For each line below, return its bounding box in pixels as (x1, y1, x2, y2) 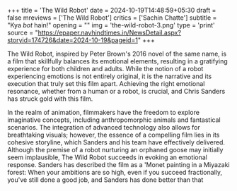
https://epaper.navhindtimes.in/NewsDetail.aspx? (37, 28, 182, 37)
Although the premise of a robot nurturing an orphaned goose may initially (7, 146, 224, 154)
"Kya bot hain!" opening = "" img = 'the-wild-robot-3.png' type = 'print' (7, 21, 215, 29)
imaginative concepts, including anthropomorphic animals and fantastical (7, 116, 221, 124)
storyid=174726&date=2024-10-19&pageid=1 (7, 36, 138, 44)
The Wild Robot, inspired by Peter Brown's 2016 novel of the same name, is (7, 49, 227, 58)
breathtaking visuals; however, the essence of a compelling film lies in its (7, 130, 220, 139)
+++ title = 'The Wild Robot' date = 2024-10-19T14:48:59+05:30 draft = (7, 6, 216, 14)
